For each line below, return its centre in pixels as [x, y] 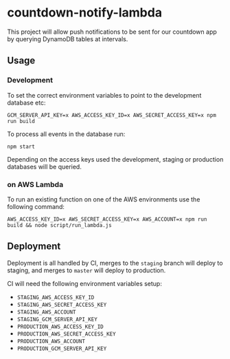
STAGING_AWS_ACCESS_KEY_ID [56, 297]
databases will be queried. [45, 166]
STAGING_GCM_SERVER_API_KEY [57, 319]
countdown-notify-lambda [85, 13]
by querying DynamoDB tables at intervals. [68, 39]
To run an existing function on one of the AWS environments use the [104, 199]
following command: [36, 206]
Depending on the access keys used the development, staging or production [115, 159]
